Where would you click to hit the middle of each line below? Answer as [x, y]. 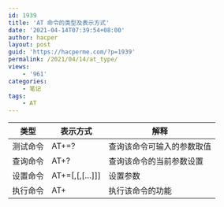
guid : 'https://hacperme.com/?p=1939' [72, 52]
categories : [28, 81]
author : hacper [33, 37]
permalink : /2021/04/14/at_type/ [63, 60]
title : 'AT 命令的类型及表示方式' [59, 23]
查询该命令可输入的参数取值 [160, 146]
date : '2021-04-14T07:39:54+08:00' [67, 30]
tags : [17, 96]
